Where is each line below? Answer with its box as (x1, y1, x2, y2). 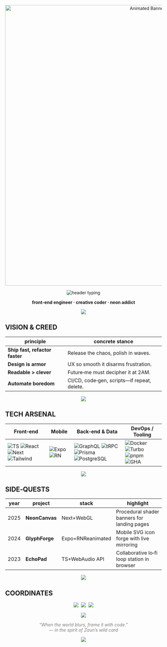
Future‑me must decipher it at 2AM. (68, 369, 151, 376)
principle (24, 338, 46, 345)
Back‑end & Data (77, 428, 118, 435)
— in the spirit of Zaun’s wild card (49, 627, 118, 633)
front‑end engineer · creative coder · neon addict (32, 299, 135, 305)
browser (116, 562, 136, 569)
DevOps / (131, 425, 154, 431)
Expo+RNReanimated (61, 535, 112, 542)
